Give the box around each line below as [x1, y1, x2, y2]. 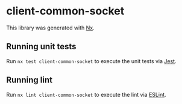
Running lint [6, 75, 53, 85]
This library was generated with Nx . [6, 24, 95, 31]
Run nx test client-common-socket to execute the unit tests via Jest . [6, 57, 177, 64]
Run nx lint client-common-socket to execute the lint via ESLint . [6, 91, 167, 98]
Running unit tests [6, 41, 77, 52]
